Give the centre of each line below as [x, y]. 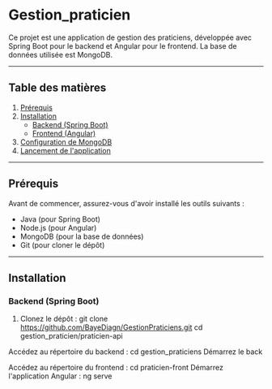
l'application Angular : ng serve [60, 376]
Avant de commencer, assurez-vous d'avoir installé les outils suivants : [126, 203]
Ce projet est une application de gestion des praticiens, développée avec [130, 37]
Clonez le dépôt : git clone [64, 319]
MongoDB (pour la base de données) [82, 236]
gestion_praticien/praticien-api [71, 336]
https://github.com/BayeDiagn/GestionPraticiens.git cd [111, 327]
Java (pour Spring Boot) [60, 219]
